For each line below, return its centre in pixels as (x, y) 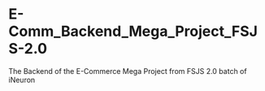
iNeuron (22, 80)
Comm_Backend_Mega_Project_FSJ (133, 31)
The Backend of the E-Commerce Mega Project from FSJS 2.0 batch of (128, 71)
